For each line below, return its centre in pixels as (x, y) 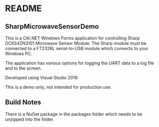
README (23, 9)
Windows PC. (19, 54)
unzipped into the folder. (30, 119)
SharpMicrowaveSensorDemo (52, 27)
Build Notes (23, 102)
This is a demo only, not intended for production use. (58, 87)
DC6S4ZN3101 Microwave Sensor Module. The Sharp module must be (76, 43)
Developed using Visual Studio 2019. (42, 78)
